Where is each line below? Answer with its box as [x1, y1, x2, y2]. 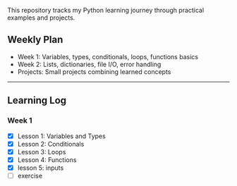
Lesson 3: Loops [17, 147, 66, 156]
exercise [17, 171, 43, 180]
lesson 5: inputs [17, 163, 64, 172]
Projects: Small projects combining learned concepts [17, 67, 171, 76]
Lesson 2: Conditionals [17, 139, 85, 148]
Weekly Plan [7, 34, 63, 46]
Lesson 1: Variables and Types [17, 132, 106, 140]
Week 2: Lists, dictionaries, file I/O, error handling [17, 60, 162, 68]
